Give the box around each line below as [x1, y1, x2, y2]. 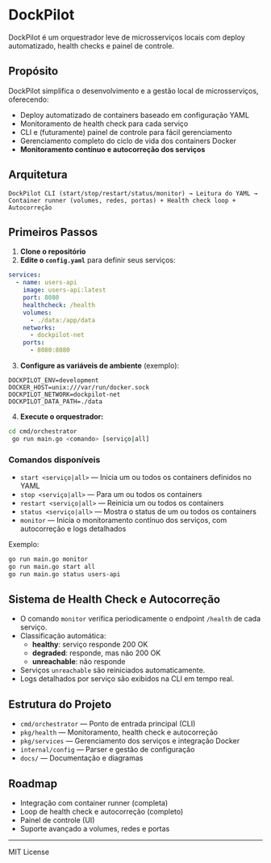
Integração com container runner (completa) [19, 798, 169, 808]
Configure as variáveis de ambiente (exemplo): [19, 361, 180, 370]
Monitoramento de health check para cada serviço [19, 119, 189, 128]
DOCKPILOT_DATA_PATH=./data [8, 398, 103, 406]
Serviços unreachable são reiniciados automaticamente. [19, 665, 206, 676]
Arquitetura [8, 168, 68, 182]
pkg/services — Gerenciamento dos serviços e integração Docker [19, 736, 240, 746]
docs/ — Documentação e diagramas [19, 753, 144, 763]
